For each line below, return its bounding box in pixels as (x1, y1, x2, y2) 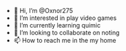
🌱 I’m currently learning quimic (13, 21, 101, 29)
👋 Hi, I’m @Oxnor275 (13, 7, 74, 14)
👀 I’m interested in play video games (13, 14, 117, 22)
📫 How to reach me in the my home (13, 37, 116, 44)
